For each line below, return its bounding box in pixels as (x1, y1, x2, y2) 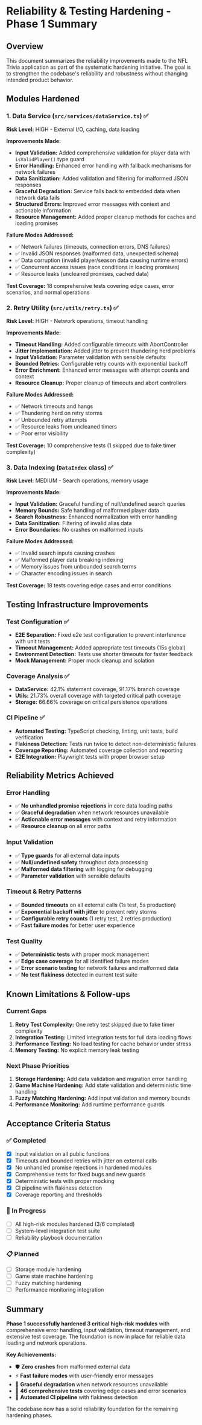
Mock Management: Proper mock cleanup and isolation (14, 657, 155, 664)
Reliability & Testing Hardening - (6, 4, 171, 18)
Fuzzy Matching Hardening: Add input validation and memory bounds (14, 1094, 191, 1102)
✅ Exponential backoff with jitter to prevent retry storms (14, 908, 157, 915)
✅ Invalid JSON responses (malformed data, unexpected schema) (14, 249, 179, 257)
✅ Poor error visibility (14, 430, 69, 437)
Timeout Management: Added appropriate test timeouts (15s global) (14, 644, 186, 651)
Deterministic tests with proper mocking (14, 1178, 115, 1185)
